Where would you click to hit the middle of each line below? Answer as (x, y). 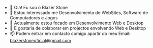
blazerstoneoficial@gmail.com (40, 40)
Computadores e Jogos (34, 18)
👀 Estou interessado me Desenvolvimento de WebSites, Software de (79, 13)
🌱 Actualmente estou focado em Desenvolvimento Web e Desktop (76, 23)
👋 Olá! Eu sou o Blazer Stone (39, 8)
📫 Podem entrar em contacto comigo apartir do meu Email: (70, 33)
